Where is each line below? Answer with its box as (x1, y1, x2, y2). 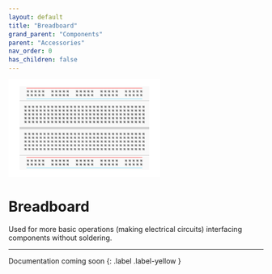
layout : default (8, 13, 63, 21)
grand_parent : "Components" (8, 30, 104, 38)
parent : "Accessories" (8, 39, 85, 47)
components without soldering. (8, 233, 113, 242)
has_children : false (8, 56, 79, 64)
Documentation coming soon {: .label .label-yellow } (8, 256, 181, 266)
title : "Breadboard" (8, 21, 79, 30)
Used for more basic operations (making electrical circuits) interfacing (8, 225, 243, 234)
